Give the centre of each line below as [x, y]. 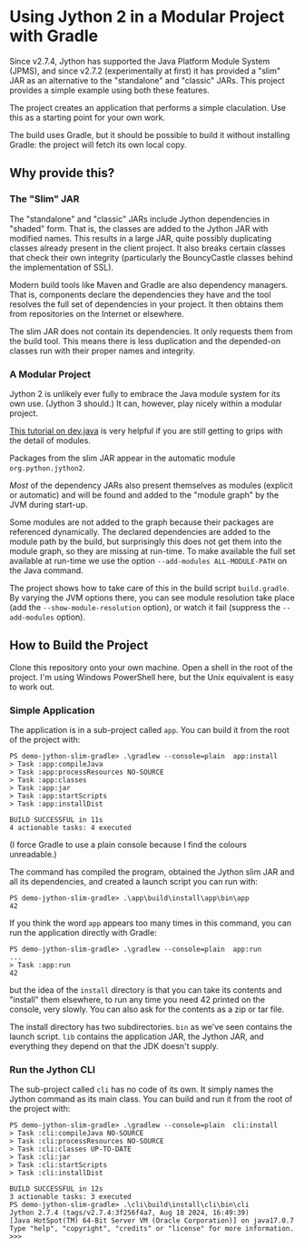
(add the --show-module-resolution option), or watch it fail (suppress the [145, 607]
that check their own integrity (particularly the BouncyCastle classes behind [151, 257]
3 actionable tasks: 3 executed [70, 1197]
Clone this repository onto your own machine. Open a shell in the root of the [151, 667]
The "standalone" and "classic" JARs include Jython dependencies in [140, 219]
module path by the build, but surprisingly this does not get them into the [146, 541]
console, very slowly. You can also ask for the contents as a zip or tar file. [147, 1009]
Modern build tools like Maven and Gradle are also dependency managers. [149, 284]
